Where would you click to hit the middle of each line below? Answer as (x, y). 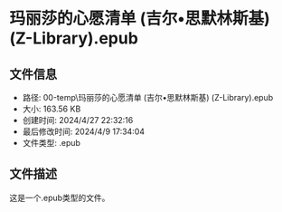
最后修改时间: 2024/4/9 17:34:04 (84, 131)
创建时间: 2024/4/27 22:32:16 (78, 120)
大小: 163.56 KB (52, 109)
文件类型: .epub (52, 143)
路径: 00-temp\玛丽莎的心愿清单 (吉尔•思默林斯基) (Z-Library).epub (148, 97)
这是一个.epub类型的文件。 (60, 198)
